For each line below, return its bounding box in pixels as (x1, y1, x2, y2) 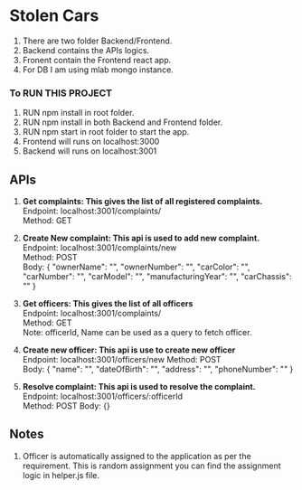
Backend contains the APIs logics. (22, 44, 150, 55)
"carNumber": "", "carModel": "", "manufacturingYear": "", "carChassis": (22, 271, 292, 282)
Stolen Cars (9, 5, 99, 26)
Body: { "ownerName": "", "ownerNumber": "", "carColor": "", (22, 261, 250, 272)
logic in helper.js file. (22, 469, 99, 480)
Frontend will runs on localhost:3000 (22, 137, 160, 147)
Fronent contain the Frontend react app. (22, 54, 172, 65)
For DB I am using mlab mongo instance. (22, 64, 174, 75)
